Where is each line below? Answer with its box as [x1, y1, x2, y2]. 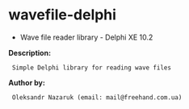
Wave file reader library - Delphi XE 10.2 [19, 32, 153, 42]
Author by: [8, 78, 46, 87]
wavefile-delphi [8, 6, 117, 24]
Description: [8, 48, 51, 57]
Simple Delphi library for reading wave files [11, 63, 172, 72]
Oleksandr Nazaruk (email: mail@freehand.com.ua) [11, 93, 183, 102]
